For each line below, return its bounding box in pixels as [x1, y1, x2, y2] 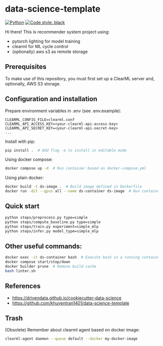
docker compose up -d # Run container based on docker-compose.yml [5, 166, 147, 171]
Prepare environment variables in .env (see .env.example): [5, 108, 121, 114]
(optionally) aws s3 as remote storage [12, 49, 88, 54]
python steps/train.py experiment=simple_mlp [5, 224, 98, 229]
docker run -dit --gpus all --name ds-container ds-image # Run [5, 189, 140, 194]
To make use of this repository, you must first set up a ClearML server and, [5, 75, 155, 81]
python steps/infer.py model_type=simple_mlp [5, 228, 98, 234]
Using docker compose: [5, 156, 53, 162]
